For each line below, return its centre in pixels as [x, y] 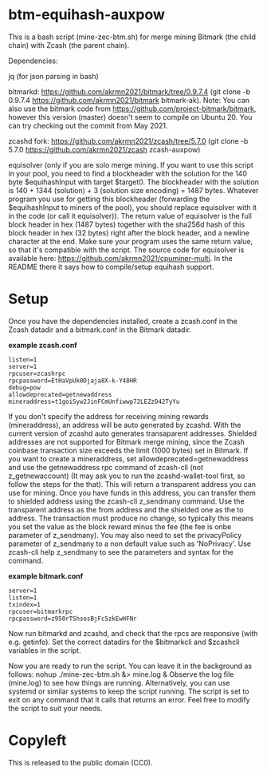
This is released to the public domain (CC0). [80, 762]
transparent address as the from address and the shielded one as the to [126, 509]
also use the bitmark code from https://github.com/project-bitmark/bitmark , [132, 109]
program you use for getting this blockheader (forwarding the [109, 199]
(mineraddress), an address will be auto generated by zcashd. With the [125, 425]
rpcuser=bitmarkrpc [41, 611]
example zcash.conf [43, 345]
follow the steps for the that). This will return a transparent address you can [132, 484]
